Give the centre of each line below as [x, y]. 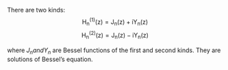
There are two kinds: [36, 10]
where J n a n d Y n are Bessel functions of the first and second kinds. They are [114, 51]
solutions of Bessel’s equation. [50, 59]
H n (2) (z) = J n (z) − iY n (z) [115, 35]
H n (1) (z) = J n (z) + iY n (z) [115, 22]
